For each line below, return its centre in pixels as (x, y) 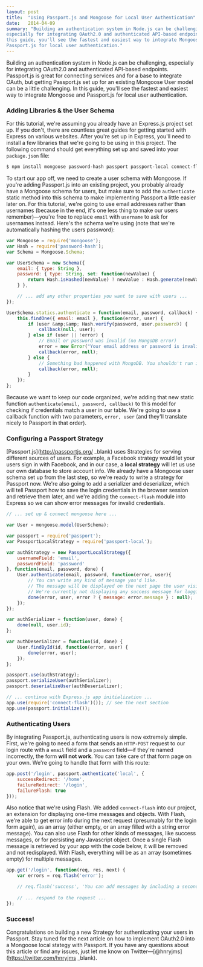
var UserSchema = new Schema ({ (46, 263)
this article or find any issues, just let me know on (68, 951)
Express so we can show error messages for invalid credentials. (86, 503)
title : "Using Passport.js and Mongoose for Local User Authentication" (101, 18)
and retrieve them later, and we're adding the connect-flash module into (96, 496)
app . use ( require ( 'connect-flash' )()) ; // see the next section (88, 702)
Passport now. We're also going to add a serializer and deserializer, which (98, 484)
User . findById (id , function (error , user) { (73, 647)
